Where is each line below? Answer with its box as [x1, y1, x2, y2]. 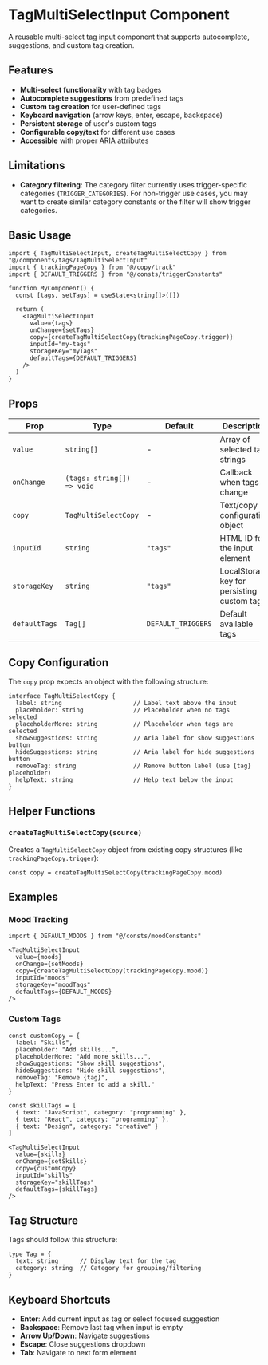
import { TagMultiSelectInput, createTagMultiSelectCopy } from [8, 250, 227, 258]
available [219, 618, 254, 629]
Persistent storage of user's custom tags [19, 118, 157, 128]
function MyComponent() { [8, 285, 94, 293]
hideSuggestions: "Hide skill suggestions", [15, 1067, 166, 1075]
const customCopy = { [8, 1032, 81, 1040]
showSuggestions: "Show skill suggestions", [15, 1059, 166, 1067]
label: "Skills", [15, 1039, 73, 1047]
